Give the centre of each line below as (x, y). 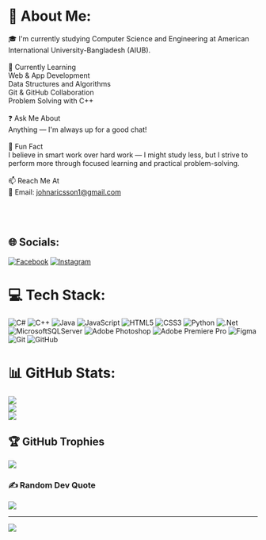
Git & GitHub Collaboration (51, 92)
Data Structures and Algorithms (59, 83)
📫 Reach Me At (34, 180)
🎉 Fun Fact (26, 146)
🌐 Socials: (34, 243)
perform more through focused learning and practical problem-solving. (124, 163)
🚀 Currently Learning (42, 67)
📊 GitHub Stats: (62, 373)
